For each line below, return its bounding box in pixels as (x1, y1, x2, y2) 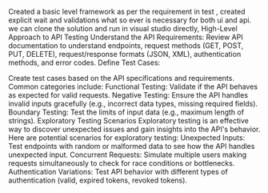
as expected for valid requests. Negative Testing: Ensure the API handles (8, 90, 249, 99)
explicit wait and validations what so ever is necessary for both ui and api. (8, 15, 252, 25)
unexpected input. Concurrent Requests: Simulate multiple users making (8, 150, 247, 159)
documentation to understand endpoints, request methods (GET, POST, (8, 41, 244, 50)
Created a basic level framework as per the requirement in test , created (8, 7, 246, 16)
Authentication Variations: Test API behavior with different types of (8, 167, 228, 176)
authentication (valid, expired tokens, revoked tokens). (8, 175, 188, 185)
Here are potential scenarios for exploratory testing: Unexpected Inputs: (8, 133, 246, 143)
